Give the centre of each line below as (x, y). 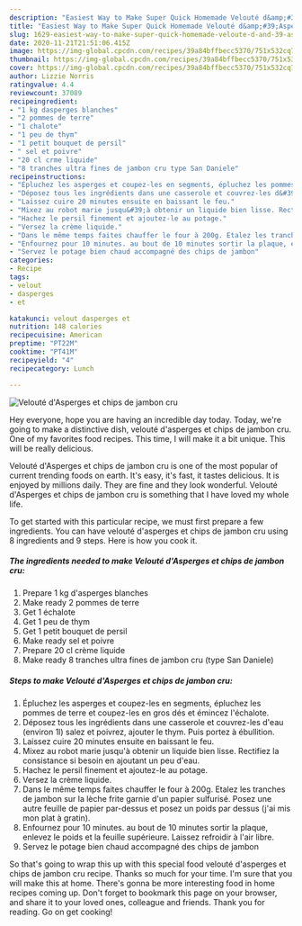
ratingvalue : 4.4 (42, 85)
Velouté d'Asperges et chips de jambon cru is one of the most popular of (144, 465)
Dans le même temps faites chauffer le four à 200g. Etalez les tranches (154, 789)
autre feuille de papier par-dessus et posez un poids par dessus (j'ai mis (156, 809)
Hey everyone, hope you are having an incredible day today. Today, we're (145, 419)
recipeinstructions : (48, 176)
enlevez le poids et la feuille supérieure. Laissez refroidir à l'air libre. (148, 837)
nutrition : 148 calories (56, 327)
